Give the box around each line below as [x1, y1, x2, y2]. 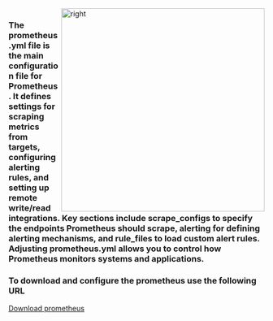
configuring [8, 151, 57, 163]
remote [8, 192, 38, 203]
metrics [8, 121, 40, 132]
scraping [8, 111, 45, 122]
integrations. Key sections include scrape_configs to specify [8, 212, 253, 223]
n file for [8, 70, 43, 81]
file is [28, 40, 50, 51]
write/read [8, 202, 51, 214]
